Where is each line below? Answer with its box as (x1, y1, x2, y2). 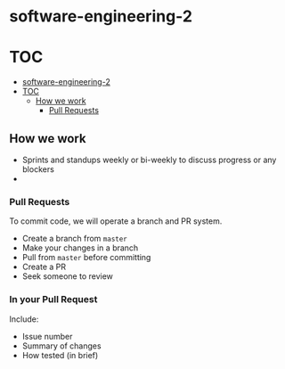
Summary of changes (21, 340, 102, 351)
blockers (21, 163, 55, 175)
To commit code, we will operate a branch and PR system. (9, 216, 223, 226)
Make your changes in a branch (21, 242, 139, 253)
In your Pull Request (9, 293, 98, 306)
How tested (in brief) (21, 349, 99, 360)
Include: (9, 314, 39, 324)
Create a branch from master (21, 234, 127, 244)
